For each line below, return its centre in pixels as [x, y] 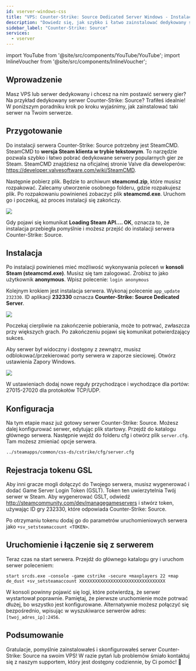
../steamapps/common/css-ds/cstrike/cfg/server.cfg [70, 452]
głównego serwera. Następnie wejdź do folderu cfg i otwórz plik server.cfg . [97, 435]
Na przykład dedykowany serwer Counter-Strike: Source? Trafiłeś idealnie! [96, 100]
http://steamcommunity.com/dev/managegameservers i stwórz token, [90, 503]
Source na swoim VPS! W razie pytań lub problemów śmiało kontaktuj [106, 655]
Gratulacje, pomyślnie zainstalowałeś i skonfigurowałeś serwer [81, 649]
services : [18, 33]
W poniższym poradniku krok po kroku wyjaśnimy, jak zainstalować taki [92, 106]
